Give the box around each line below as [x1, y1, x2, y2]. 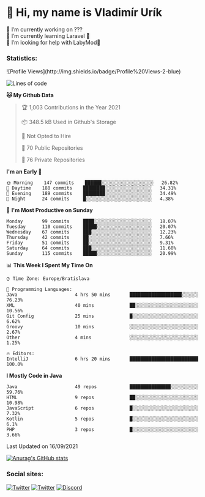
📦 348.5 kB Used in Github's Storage [21, 119, 116, 126]
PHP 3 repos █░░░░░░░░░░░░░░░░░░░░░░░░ [6, 427, 199, 433]
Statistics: [6, 54, 38, 62]
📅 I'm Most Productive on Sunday [6, 207, 93, 214]
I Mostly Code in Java [6, 372, 62, 380]
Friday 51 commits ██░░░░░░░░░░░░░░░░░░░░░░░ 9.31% [6, 240, 174, 246]
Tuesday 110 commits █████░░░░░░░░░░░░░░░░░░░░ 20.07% [6, 224, 176, 230]
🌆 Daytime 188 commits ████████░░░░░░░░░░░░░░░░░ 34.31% [6, 185, 176, 191]
